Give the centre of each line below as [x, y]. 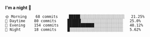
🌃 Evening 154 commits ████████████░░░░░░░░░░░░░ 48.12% [74, 25]
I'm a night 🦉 [18, 8]
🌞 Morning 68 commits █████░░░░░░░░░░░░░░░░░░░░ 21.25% [75, 17]
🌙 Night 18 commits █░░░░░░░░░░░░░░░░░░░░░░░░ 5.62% [73, 30]
